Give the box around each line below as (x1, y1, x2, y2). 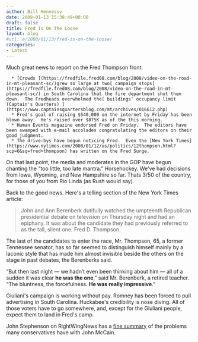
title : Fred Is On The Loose (6, 25, 78, 32)
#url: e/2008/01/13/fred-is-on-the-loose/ (6, 36, 113, 42)
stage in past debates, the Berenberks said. (6, 256, 113, 263)
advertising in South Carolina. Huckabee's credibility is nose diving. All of (6, 298, 185, 305)
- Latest (6, 48, 28, 54)
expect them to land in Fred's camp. (6, 310, 94, 318)
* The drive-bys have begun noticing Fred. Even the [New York (11, 137, 174, 143)
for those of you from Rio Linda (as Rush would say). (6, 177, 135, 184)
